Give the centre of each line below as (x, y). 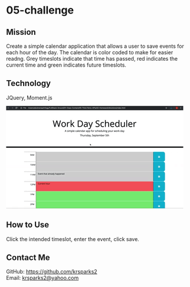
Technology (29, 83)
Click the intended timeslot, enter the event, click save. (73, 239)
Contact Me (28, 258)
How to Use (28, 225)
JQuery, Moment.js (29, 97)
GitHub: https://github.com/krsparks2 (52, 272)
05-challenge (40, 10)
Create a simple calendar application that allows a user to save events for (95, 46)
